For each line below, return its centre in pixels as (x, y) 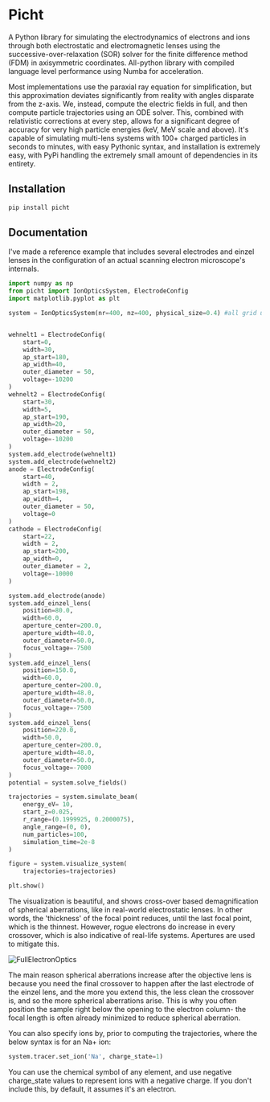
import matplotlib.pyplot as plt (64, 299)
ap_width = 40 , (45, 365)
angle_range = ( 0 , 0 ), (57, 827)
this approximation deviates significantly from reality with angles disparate (131, 95)
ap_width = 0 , (43, 559)
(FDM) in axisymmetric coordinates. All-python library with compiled (121, 63)
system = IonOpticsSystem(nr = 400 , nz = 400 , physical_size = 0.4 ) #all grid (133, 313)
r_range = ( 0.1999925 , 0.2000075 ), (79, 820)
